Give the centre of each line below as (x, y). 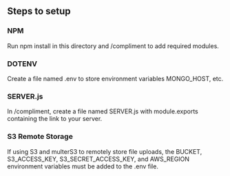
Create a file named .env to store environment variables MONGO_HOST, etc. (115, 78)
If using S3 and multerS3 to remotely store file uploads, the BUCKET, (105, 151)
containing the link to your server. (55, 119)
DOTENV (22, 63)
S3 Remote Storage (40, 137)
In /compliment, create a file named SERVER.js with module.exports (103, 111)
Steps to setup (39, 11)
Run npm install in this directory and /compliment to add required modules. (113, 46)
